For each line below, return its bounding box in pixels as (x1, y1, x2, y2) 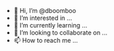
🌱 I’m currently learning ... (13, 21, 88, 29)
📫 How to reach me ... (13, 37, 78, 44)
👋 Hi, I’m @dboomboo (13, 7, 77, 14)
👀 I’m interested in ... (13, 14, 73, 22)
